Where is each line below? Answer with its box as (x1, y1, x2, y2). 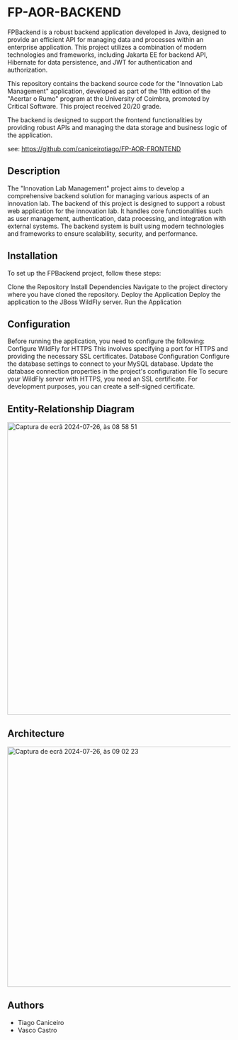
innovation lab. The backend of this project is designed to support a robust (7, 199, 225, 207)
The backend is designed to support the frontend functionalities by (7, 115, 203, 124)
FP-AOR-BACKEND (7, 4, 122, 21)
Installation (7, 250, 58, 262)
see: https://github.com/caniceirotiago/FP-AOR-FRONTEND (7, 144, 181, 153)
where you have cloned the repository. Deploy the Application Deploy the (7, 290, 221, 298)
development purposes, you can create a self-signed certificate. (7, 382, 195, 391)
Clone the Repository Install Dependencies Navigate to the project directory (7, 282, 228, 291)
